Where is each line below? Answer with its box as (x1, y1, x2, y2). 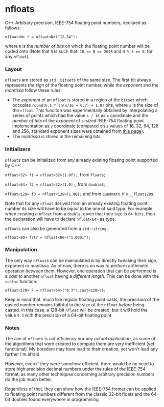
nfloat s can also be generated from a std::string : (5, 225, 108, 232)
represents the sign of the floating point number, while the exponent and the (5, 82, 159, 88)
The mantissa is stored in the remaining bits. (12, 134, 102, 140)
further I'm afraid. (5, 351, 41, 357)
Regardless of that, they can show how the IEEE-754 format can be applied (5, 386, 157, 392)
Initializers (5, 146, 31, 153)
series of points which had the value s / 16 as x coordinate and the (12, 113, 148, 118)
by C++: (5, 162, 22, 168)
